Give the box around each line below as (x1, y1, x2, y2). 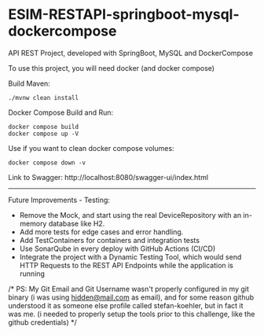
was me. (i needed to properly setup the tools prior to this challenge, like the (8, 309, 255, 318)
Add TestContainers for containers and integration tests (19, 235, 200, 245)
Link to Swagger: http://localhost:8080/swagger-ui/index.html (8, 172, 209, 182)
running (19, 269, 46, 278)
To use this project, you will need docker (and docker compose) (8, 63, 214, 72)
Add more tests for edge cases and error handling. (19, 226, 184, 237)
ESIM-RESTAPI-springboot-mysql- (8, 6, 240, 24)
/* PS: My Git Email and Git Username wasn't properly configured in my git (8, 284, 249, 293)
